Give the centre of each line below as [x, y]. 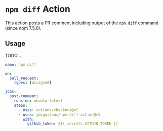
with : [29, 119]
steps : [21, 105]
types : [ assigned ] [33, 83]
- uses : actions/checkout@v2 [48, 110]
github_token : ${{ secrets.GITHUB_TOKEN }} [73, 124]
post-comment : [24, 96]
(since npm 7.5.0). [23, 28]
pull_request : [24, 78]
